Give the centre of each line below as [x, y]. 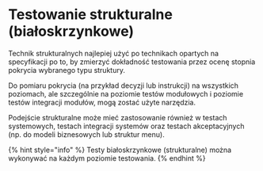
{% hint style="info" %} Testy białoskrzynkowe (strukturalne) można [120, 150]
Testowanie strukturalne [90, 15]
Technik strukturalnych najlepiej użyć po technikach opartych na [114, 53]
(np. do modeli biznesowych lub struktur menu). [86, 134]
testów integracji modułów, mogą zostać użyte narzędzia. [102, 102]
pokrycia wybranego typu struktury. [67, 70]
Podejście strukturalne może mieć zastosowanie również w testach [118, 117]
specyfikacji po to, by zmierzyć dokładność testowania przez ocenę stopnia [132, 62]
